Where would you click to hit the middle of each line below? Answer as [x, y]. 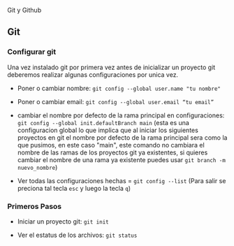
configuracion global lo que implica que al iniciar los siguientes [108, 130]
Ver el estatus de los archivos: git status [77, 235]
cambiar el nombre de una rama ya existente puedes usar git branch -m [121, 159]
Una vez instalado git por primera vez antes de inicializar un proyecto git [111, 67]
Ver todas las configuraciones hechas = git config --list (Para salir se [122, 180]
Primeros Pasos [35, 206]
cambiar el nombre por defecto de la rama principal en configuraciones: [121, 115]
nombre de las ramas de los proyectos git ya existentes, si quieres [112, 152]
